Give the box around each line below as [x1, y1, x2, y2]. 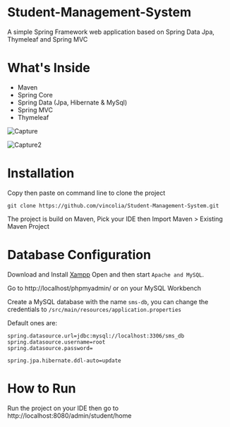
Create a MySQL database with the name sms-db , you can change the [7, 297, 209, 306]
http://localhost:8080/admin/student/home [7, 411, 132, 420]
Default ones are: [7, 318, 58, 327]
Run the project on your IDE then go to [7, 404, 119, 412]
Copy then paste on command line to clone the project [7, 188, 166, 197]
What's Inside [7, 60, 90, 76]
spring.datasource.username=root [7, 338, 106, 346]
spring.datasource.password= [7, 344, 93, 351]
